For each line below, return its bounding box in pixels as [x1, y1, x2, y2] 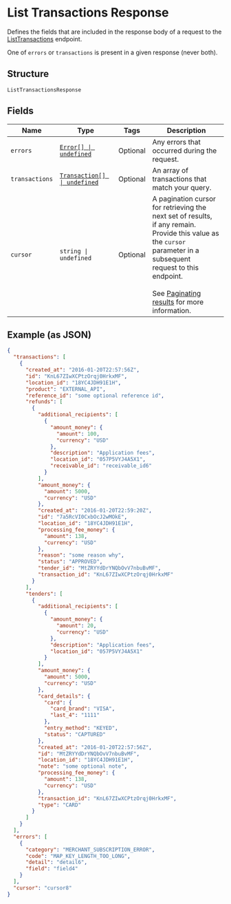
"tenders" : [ [25, 590, 63, 597]
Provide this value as [152, 228, 219, 238]
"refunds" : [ [25, 398, 63, 405]
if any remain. [152, 219, 197, 229]
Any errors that [152, 137, 201, 147]
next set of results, [152, 211, 212, 221]
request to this [152, 263, 199, 272]
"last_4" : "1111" [50, 712, 100, 719]
